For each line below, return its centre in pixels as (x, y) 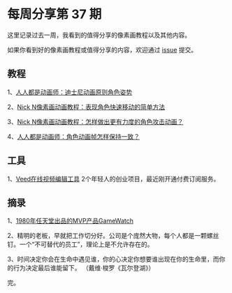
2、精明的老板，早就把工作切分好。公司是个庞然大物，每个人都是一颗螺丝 (113, 236)
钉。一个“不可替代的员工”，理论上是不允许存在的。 (80, 244)
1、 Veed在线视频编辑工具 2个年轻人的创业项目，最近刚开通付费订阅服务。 (114, 179)
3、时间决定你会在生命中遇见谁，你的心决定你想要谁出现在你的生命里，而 (113, 260)
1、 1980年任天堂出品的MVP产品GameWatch (71, 221)
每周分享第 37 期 (55, 14)
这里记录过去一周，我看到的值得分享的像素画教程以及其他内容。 (99, 35)
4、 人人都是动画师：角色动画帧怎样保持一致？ (74, 136)
